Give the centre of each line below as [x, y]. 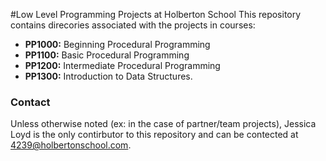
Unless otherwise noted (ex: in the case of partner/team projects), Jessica [163, 124]
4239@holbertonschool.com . [71, 145]
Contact [30, 102]
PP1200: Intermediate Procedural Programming [122, 65]
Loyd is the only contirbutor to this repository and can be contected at [154, 135]
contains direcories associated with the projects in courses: [133, 25]
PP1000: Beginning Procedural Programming [117, 44]
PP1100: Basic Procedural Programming [107, 55]
